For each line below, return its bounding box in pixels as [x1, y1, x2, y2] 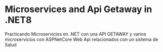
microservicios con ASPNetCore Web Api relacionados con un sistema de [5, 36, 158, 42]
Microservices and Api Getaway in [5, 4, 152, 15]
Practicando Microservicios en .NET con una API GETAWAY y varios [5, 31, 146, 37]
